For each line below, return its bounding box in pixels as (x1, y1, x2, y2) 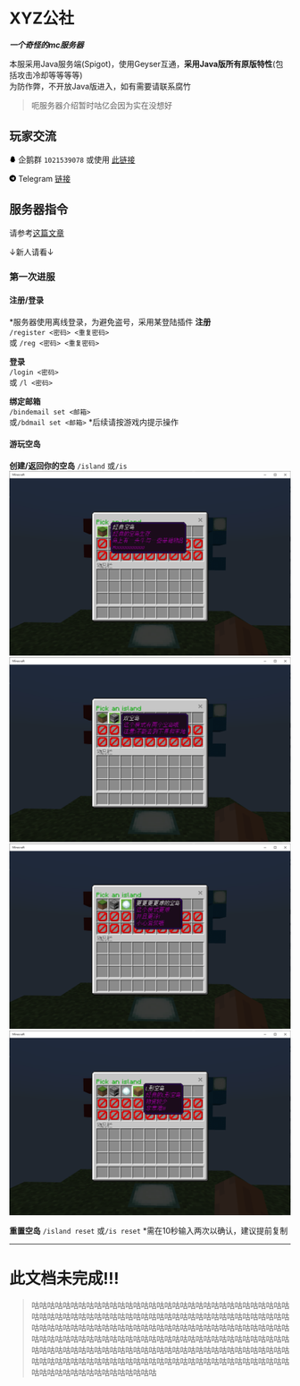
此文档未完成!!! (9, 1269, 120, 1289)
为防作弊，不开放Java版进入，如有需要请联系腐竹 (9, 81, 192, 91)
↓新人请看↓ (9, 246, 54, 257)
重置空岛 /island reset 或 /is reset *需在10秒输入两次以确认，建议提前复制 (9, 1225, 288, 1236)
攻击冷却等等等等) (16, 69, 83, 81)
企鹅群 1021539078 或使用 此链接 (17, 154, 136, 165)
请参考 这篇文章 (9, 227, 64, 238)
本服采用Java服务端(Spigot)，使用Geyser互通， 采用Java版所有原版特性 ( (9, 58, 276, 69)
